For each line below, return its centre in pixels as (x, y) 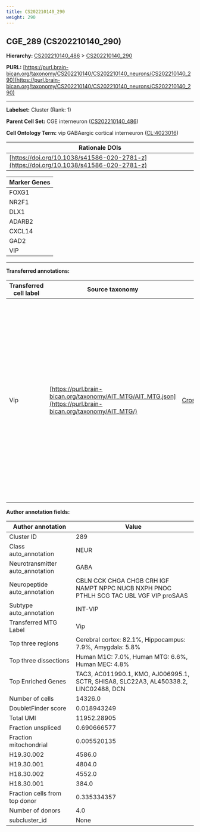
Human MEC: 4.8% (103, 664)
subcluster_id (28, 820)
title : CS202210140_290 (36, 12)
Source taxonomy (113, 289)
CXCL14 (21, 232)
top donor (23, 801)
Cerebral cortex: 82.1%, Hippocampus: (131, 640)
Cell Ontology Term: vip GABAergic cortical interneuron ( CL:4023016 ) (92, 133)
